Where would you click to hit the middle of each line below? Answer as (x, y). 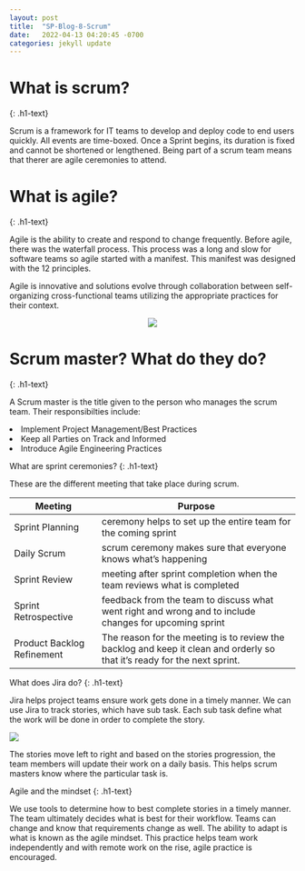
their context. (34, 305)
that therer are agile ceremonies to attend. (88, 160)
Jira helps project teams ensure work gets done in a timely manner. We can (150, 700)
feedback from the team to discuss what (187, 600)
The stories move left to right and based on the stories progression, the (143, 755)
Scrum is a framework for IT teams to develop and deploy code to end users (152, 131)
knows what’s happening (154, 559)
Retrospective (44, 617)
